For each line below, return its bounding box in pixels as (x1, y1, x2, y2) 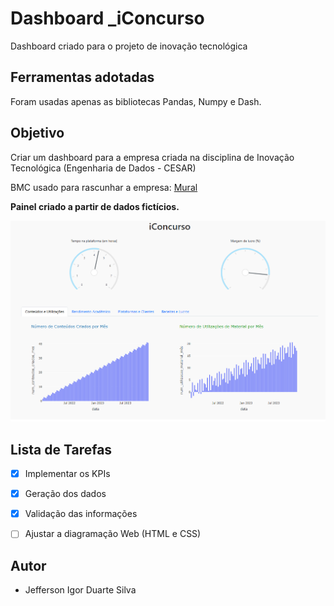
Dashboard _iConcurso (10, 7, 205, 30)
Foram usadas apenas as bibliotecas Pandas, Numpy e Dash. (10, 95, 262, 107)
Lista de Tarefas (10, 441, 113, 458)
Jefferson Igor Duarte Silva (24, 584, 137, 596)
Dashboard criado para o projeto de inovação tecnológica (10, 40, 248, 52)
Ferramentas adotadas (10, 69, 155, 86)
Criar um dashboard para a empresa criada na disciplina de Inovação (10, 151, 295, 163)
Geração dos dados (24, 488, 107, 500)
